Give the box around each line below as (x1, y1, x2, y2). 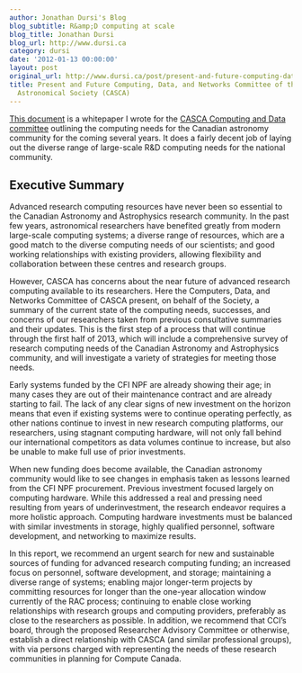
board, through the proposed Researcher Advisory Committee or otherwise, (9, 624, 290, 635)
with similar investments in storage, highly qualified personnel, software (9, 521, 276, 532)
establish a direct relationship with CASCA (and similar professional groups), (9, 634, 292, 645)
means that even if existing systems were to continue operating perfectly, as (9, 408, 292, 419)
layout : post (9, 64, 58, 73)
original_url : (9, 72, 63, 81)
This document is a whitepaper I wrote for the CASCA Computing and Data (9, 113, 286, 124)
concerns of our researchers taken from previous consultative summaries (9, 314, 282, 325)
